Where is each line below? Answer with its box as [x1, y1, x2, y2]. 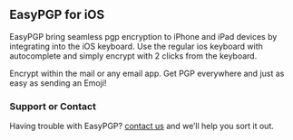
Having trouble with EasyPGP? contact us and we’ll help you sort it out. [9, 121, 275, 132]
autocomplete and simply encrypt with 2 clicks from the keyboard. [9, 50, 258, 61]
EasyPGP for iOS [9, 7, 105, 23]
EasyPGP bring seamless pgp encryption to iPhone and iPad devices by [9, 31, 278, 42]
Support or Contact [9, 99, 97, 112]
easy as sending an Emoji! [9, 77, 107, 89]
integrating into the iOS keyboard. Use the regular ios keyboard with [9, 41, 263, 51]
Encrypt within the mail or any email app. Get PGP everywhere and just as [9, 68, 285, 79]
